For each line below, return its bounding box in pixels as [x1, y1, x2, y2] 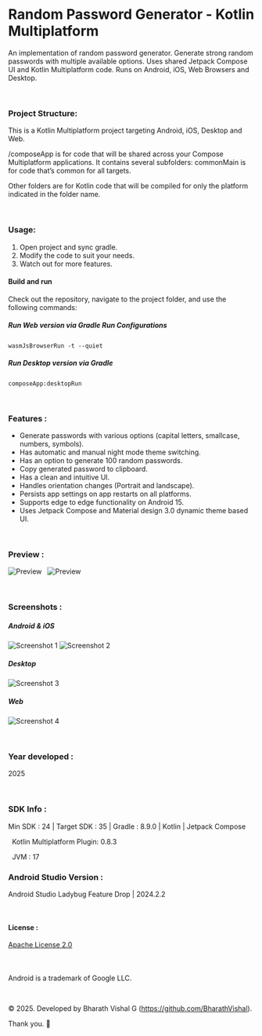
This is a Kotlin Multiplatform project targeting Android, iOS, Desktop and [8, 126, 242, 135]
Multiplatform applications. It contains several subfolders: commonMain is [8, 158, 246, 167]
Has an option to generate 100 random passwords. [19, 455, 183, 465]
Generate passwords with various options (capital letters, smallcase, [19, 430, 240, 440]
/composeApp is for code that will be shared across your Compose [8, 149, 224, 159]
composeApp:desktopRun [8, 379, 82, 388]
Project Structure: [8, 108, 78, 119]
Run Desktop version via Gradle [8, 359, 113, 368]
